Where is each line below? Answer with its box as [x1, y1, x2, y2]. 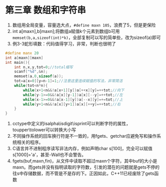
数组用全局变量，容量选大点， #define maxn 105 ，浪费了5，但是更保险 [12, 22, 156, 28]
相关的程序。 [16, 139, 43, 145]
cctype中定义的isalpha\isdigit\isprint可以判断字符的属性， [12, 121, 131, 127]
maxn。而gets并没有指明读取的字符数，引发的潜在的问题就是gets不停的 [12, 164, 160, 170]
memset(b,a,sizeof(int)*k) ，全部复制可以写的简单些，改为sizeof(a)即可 [12, 34, 161, 40]
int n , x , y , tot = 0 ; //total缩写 [14, 64, 73, 70]
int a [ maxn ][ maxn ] [5, 55, 43, 60]
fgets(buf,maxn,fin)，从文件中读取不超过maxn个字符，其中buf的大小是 [12, 158, 158, 164]
